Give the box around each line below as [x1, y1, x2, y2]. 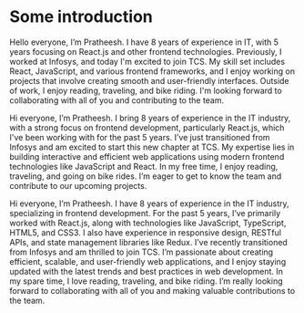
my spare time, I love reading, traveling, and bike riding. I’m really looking [9, 276, 284, 287]
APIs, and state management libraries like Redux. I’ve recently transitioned [9, 236, 289, 247]
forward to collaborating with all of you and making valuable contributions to [9, 285, 296, 296]
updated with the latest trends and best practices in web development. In [9, 266, 284, 276]
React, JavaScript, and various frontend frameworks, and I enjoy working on [9, 66, 296, 77]
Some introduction [9, 6, 153, 27]
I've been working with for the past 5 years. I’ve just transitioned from [9, 131, 270, 142]
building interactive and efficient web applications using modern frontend [9, 151, 285, 162]
